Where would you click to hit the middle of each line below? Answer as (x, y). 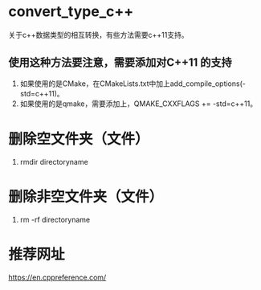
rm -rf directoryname (55, 219)
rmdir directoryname (54, 161)
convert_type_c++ (71, 12)
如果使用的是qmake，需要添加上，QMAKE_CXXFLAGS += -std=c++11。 (139, 104)
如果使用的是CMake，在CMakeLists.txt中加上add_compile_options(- (133, 84)
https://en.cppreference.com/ (57, 277)
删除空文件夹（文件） (79, 139)
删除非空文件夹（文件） (86, 196)
